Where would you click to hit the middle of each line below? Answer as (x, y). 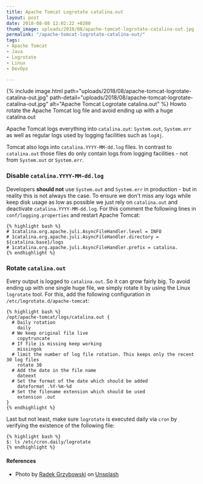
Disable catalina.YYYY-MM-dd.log (55, 176)
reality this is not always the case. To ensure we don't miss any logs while (99, 195)
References (21, 461)
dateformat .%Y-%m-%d (44, 386)
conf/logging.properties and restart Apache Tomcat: (74, 215)
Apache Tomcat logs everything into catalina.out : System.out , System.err (99, 129)
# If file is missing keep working (57, 344)
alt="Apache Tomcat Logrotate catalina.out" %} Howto (118, 104)
